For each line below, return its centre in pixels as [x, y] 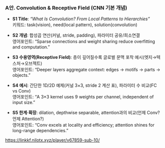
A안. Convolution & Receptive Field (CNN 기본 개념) [66, 7]
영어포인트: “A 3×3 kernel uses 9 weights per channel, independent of [83, 97]
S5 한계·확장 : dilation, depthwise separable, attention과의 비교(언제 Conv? [86, 113]
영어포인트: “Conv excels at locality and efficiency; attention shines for [83, 125]
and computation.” [31, 47]
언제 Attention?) [28, 119]
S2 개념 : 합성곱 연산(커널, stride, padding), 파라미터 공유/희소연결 [76, 35]
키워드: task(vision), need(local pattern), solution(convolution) [75, 25]
